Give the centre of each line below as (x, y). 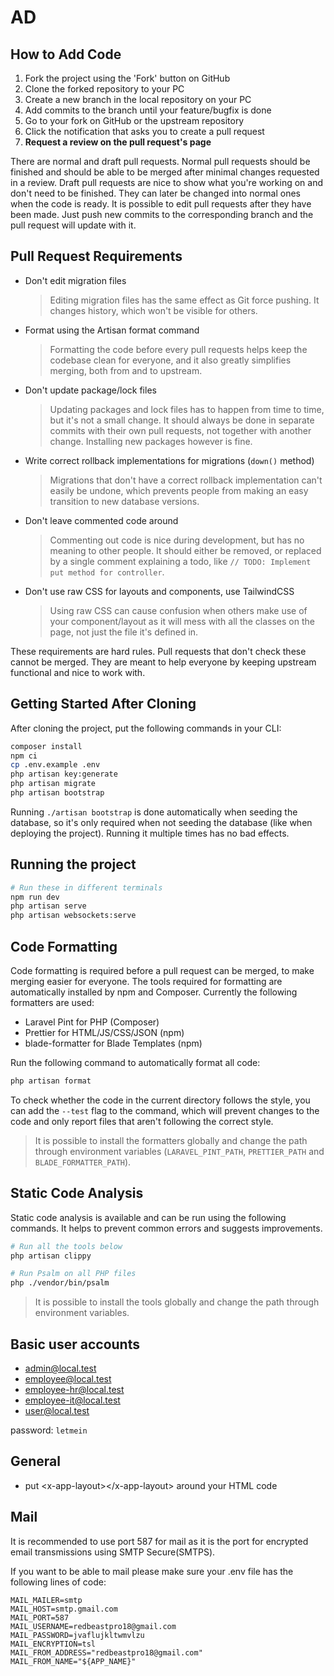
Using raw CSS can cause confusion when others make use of (178, 610)
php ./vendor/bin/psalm (60, 1283)
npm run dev (35, 897)
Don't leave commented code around (101, 520)
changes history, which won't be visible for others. (153, 310)
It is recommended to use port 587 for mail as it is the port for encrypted (159, 1541)
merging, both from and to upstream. (126, 370)
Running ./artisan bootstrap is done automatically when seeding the (154, 812)
